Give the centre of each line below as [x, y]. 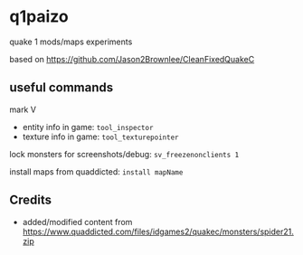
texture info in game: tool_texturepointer [100, 137]
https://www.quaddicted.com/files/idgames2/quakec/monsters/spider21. [158, 231]
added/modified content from [77, 222]
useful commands [62, 88]
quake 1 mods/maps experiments [71, 42]
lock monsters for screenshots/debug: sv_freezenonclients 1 [124, 154]
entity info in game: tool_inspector [88, 127]
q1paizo [39, 17]
